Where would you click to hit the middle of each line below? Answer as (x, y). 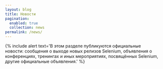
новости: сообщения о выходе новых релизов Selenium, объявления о (79, 51)
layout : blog (18, 9)
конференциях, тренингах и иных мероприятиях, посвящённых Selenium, (82, 56)
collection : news (27, 28)
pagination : (17, 18)
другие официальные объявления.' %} (45, 61)
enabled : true (24, 23)
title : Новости (20, 14)
